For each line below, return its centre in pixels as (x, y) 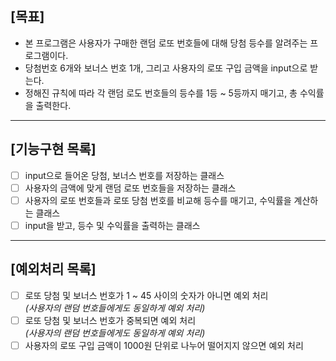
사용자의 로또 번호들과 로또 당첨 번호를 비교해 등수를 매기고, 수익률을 (158, 200)
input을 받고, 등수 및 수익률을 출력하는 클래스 (112, 225)
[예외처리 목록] (53, 269)
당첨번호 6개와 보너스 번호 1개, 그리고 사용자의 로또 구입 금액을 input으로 (166, 68)
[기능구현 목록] (53, 149)
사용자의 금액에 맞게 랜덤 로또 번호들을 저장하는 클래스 (130, 188)
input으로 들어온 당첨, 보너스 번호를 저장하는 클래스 (124, 175)
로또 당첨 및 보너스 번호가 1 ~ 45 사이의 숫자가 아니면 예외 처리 (146, 295)
